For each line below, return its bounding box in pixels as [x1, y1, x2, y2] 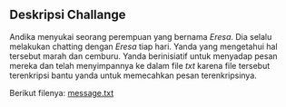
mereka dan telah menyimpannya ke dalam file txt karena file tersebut [9, 60, 271, 71]
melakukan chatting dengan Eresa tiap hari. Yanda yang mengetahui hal [9, 41, 279, 52]
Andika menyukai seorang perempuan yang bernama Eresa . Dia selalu [9, 31, 272, 42]
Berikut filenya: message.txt [9, 87, 114, 98]
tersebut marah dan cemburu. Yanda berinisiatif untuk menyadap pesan [9, 50, 279, 62]
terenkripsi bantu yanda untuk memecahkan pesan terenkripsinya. [9, 70, 257, 81]
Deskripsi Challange [9, 7, 126, 23]
